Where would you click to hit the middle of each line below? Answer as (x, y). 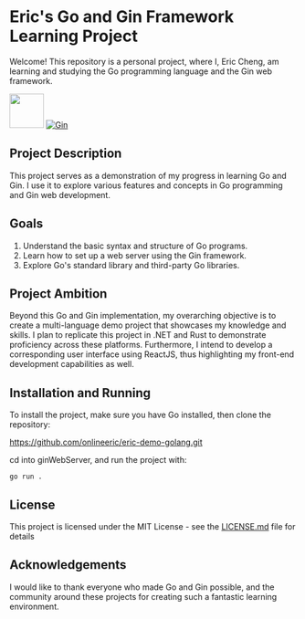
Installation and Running (80, 393)
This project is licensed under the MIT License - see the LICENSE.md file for (152, 526)
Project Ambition (58, 294)
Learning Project (74, 36)
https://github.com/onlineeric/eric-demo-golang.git (106, 442)
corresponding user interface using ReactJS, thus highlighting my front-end (152, 354)
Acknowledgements (68, 565)
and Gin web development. (60, 194)
